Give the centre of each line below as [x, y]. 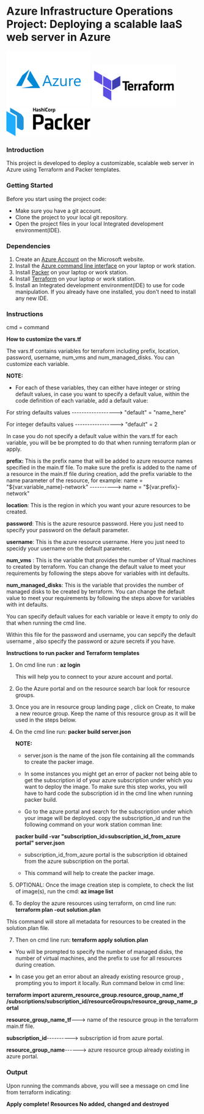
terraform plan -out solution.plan [58, 910]
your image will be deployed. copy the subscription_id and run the [107, 818]
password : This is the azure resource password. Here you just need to [95, 524]
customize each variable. [38, 364]
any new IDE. [32, 298]
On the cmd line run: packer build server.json [73, 732]
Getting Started [30, 186]
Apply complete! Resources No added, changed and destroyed [88, 1104]
